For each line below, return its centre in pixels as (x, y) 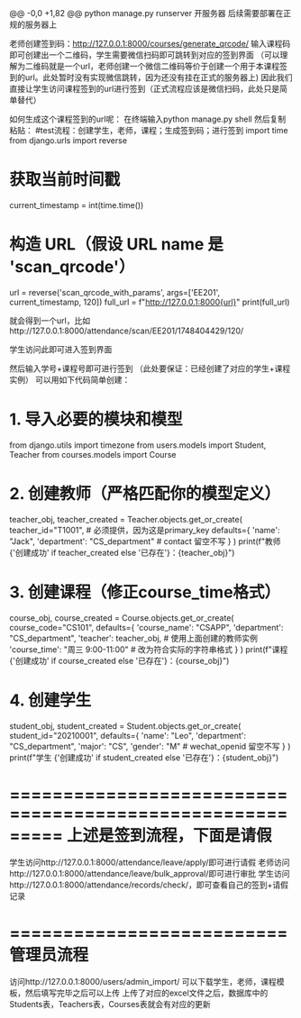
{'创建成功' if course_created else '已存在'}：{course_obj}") (119, 660)
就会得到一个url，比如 (50, 320)
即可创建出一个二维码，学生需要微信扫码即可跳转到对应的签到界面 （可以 (145, 55)
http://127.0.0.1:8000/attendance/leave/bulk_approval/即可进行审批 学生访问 (150, 873)
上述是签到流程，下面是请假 (169, 835)
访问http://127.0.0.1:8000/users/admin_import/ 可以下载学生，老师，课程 (143, 981)
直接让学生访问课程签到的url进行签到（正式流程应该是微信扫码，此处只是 (145, 89)
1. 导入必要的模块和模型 (96, 419)
